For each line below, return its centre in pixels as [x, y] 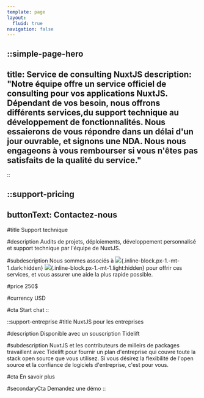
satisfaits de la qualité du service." [74, 160]
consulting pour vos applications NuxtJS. [87, 94]
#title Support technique [38, 230]
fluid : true [28, 23]
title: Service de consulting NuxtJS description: [99, 75]
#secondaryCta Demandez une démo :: [56, 388]
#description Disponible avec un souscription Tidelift [73, 333]
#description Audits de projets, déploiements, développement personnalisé [101, 241]
